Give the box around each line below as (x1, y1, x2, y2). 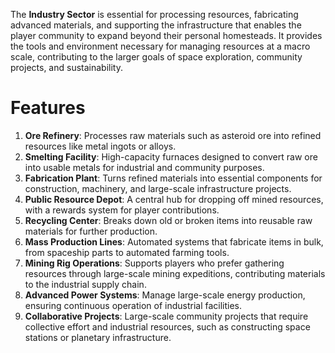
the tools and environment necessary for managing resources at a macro (10, 40, 311, 52)
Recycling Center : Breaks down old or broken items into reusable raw (24, 214, 313, 226)
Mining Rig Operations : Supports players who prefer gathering (24, 257, 285, 269)
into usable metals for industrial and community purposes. (24, 161, 265, 173)
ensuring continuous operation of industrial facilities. (24, 299, 243, 311)
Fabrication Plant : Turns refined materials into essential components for (24, 172, 323, 184)
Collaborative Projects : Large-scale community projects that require (24, 310, 309, 322)
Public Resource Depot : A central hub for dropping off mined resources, (24, 193, 324, 205)
